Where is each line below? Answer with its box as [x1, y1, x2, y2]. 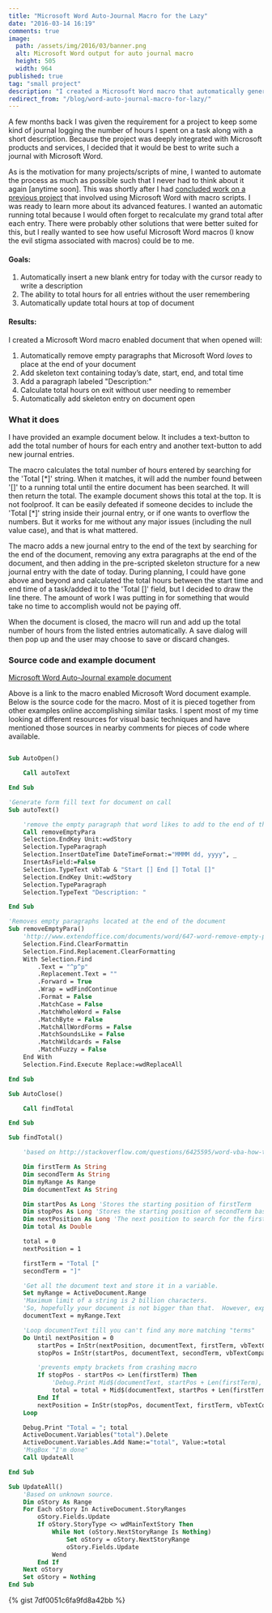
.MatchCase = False [37, 1000, 104, 1009]
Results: [8, 317, 37, 326]
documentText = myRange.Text [23, 1312, 121, 1320]
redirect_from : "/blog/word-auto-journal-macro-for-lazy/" [8, 95, 212, 103]
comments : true [8, 27, 60, 35]
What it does [8, 414, 60, 425]
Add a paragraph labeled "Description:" [19, 376, 152, 386]
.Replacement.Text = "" [37, 970, 117, 979]
